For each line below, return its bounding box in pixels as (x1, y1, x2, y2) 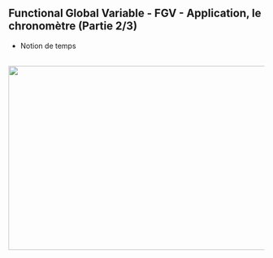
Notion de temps (19, 41, 76, 50)
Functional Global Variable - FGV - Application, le (8, 7, 262, 20)
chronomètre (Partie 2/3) (8, 20, 138, 33)
